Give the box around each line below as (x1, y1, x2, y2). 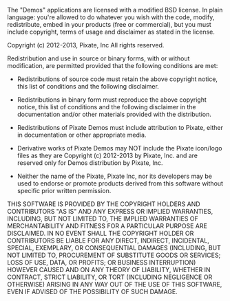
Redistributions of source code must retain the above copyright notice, (17, 75, 218, 83)
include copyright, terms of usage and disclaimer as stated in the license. (7, 27, 216, 36)
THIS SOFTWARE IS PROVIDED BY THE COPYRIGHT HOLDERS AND (7, 200, 201, 208)
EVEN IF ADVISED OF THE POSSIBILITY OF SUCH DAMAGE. (7, 288, 178, 296)
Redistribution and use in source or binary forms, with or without (7, 54, 190, 63)
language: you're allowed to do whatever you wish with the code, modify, (7, 13, 215, 21)
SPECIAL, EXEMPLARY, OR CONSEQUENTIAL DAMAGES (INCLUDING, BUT (7, 244, 222, 252)
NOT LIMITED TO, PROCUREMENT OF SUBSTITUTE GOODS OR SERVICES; (7, 251, 221, 259)
